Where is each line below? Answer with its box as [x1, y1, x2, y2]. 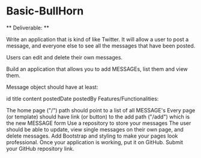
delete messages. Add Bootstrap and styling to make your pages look [6, 132, 178, 139]
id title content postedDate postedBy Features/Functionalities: [6, 95, 159, 102]
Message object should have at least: [6, 83, 98, 91]
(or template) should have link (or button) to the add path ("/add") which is [6, 113, 190, 120]
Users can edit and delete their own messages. [6, 53, 123, 61]
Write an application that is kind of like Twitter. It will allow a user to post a [6, 35, 189, 43]
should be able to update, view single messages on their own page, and [6, 126, 184, 133]
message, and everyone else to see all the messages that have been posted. [6, 42, 196, 49]
